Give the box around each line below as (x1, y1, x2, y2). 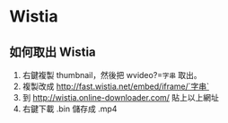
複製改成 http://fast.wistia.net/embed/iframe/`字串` (22, 81, 209, 92)
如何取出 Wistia (9, 44, 96, 59)
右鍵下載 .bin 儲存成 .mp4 (22, 103, 118, 114)
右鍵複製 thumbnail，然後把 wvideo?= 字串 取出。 (22, 70, 202, 80)
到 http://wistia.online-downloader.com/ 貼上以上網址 (22, 92, 220, 102)
